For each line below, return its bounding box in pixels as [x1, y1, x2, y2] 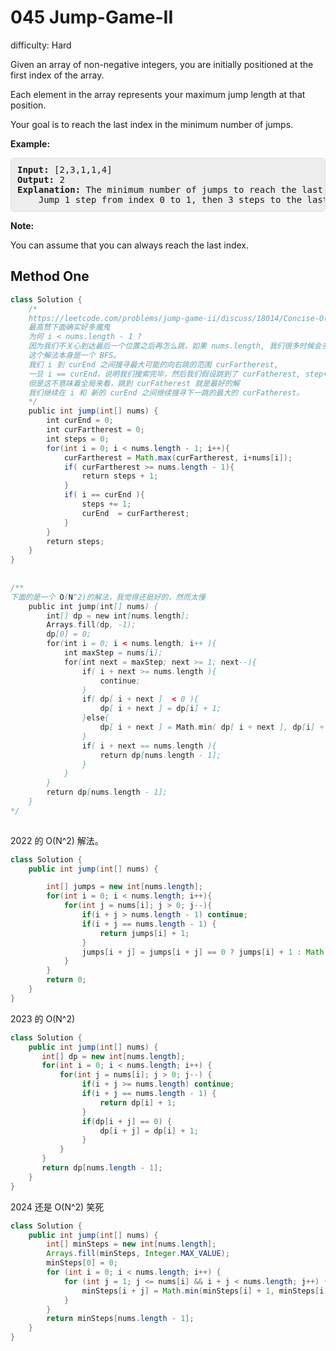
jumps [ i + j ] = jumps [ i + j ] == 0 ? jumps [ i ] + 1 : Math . [81, 947, 329, 957]
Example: [10, 137, 51, 150]
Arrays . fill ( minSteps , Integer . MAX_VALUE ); [46, 1249, 230, 1259]
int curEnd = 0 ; [46, 416, 114, 426]
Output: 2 [17, 174, 65, 185]
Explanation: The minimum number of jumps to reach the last [17, 184, 323, 195]
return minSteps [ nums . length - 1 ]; [46, 1314, 195, 1324]
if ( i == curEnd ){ [63, 490, 145, 500]
